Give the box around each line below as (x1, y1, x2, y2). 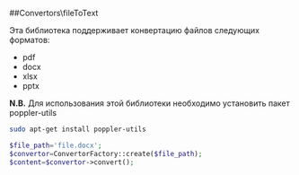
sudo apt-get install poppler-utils (9, 125, 146, 134)
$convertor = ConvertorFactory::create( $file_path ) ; (9, 149, 203, 158)
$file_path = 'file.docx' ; (9, 141, 102, 150)
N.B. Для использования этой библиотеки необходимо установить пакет (9, 98, 290, 109)
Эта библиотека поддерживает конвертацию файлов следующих (9, 25, 260, 35)
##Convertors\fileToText (9, 8, 99, 18)
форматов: (9, 35, 50, 45)
